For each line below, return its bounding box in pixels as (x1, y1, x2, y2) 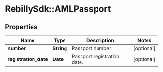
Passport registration (72, 53, 120, 59)
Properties (5, 23, 38, 31)
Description (86, 37, 114, 43)
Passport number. (72, 45, 113, 52)
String (52, 45, 67, 52)
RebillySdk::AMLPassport (5, 3, 111, 14)
